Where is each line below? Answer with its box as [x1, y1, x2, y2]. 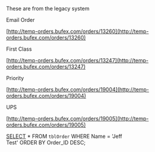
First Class [6, 45, 33, 52]
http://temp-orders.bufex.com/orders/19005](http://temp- [8, 115, 149, 122]
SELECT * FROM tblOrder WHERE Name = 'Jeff [6, 133, 122, 140]
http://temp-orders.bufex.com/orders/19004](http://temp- [8, 86, 150, 93]
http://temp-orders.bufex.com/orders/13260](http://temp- [8, 28, 149, 35]
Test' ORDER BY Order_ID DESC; [6, 139, 86, 146]
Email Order [6, 16, 35, 23]
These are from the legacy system [6, 5, 90, 12]
